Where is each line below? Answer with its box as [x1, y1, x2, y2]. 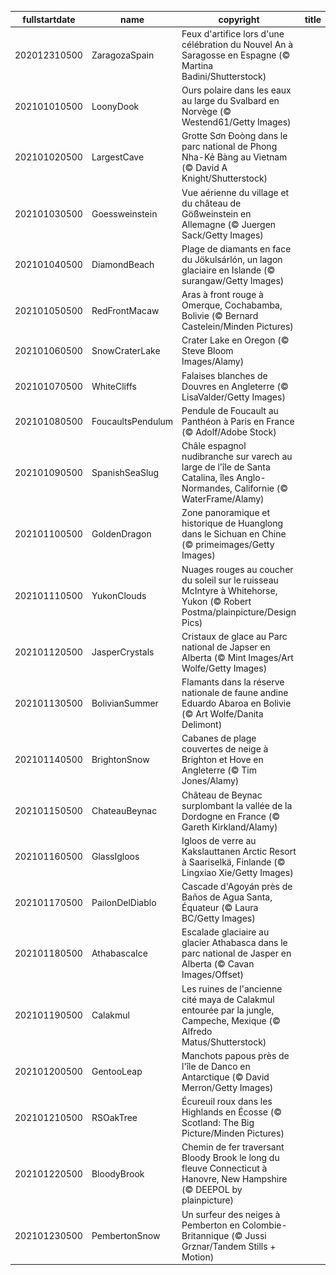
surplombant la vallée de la [181, 799, 293, 811]
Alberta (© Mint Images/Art [181, 651, 294, 663]
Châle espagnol [181, 440, 247, 451]
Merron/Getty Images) [181, 1081, 274, 1093]
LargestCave [91, 151, 145, 163]
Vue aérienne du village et [181, 186, 290, 198]
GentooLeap [91, 1066, 143, 1078]
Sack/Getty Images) [181, 229, 264, 241]
